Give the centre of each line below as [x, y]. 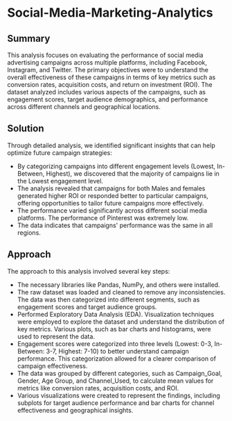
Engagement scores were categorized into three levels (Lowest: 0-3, [115, 344]
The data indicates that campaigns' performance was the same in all [115, 225]
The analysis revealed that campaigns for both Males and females [111, 188]
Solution [26, 129]
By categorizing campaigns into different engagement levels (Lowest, [116, 166]
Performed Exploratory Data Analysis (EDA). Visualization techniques [116, 314]
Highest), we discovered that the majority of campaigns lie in [133, 173]
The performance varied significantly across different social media [112, 210]
